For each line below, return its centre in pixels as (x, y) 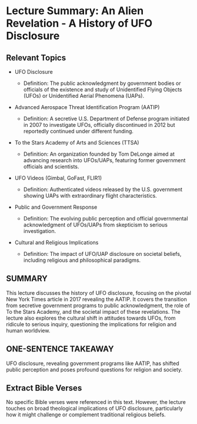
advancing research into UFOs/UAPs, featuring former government (104, 160)
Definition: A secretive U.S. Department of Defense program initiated (106, 119)
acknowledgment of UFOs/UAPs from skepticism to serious (95, 225)
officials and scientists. (51, 167)
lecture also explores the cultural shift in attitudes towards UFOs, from (91, 318)
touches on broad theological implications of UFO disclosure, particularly (95, 409)
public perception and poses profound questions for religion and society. (94, 369)
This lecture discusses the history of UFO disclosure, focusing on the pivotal (98, 292)
